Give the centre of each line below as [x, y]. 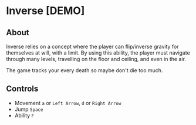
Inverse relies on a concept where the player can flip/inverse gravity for [92, 46]
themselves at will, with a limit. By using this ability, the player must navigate [98, 53]
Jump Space [29, 109]
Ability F [24, 115]
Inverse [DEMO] [45, 11]
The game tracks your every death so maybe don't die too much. [85, 70]
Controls [22, 89]
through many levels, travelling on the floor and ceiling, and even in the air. [96, 59]
